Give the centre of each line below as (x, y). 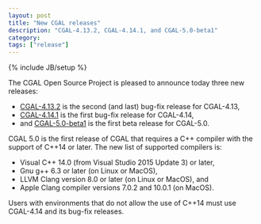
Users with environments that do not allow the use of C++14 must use (122, 203)
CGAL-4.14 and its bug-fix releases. (66, 211)
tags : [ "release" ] (38, 45)
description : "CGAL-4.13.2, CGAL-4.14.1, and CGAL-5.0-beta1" (113, 30)
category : (25, 38)
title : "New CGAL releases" (55, 23)
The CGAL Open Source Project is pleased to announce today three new (126, 83)
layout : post (30, 15)
